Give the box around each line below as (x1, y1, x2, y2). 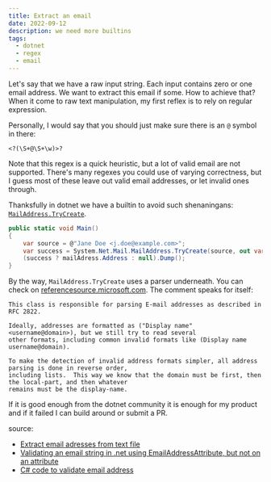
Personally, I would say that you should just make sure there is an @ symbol (8, 120, 257, 130)
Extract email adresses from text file (19, 439, 140, 449)
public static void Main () (8, 224, 99, 233)
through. (8, 184, 37, 194)
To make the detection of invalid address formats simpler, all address (8, 357, 258, 366)
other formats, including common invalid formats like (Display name (8, 336, 248, 344)
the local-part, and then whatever (8, 379, 128, 387)
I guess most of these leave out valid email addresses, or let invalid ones (8, 175, 250, 186)
